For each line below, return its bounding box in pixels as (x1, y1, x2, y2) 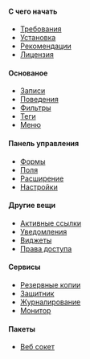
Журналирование (19, 297, 81, 307)
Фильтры (19, 103, 51, 112)
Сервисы (8, 262, 41, 272)
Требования (19, 24, 62, 34)
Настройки (19, 182, 58, 192)
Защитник (19, 289, 55, 299)
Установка (19, 33, 56, 43)
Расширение (19, 173, 64, 183)
